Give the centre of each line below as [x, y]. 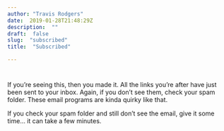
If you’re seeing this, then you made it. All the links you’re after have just [112, 85]
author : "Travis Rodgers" [45, 14]
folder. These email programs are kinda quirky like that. [88, 99]
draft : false [28, 34]
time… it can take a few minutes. [54, 121]
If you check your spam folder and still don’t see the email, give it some [111, 113]
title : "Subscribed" [39, 47]
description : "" [33, 27]
